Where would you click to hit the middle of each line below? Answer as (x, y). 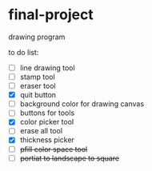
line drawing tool (47, 68)
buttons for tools (47, 113)
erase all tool (41, 131)
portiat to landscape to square (70, 158)
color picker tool (47, 122)
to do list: (24, 52)
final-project (51, 15)
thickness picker (47, 140)
